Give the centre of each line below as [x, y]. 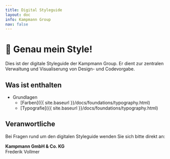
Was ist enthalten [33, 85]
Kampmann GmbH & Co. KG [35, 146]
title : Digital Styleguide [34, 10]
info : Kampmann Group [28, 19]
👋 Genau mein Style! [49, 49]
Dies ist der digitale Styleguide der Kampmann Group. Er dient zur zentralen [84, 64]
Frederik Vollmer [23, 151]
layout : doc [18, 15]
